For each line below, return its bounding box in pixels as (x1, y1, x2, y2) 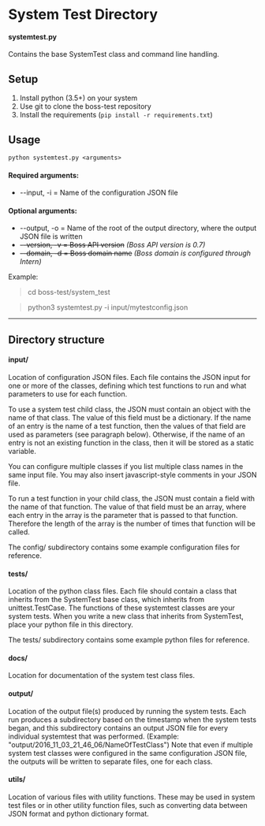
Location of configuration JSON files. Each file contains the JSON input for (8, 373, 251, 382)
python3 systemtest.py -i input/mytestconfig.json (27, 303, 188, 312)
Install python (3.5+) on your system (19, 93, 138, 103)
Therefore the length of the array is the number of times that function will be (8, 519, 256, 529)
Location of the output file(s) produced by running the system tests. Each (8, 706, 247, 716)
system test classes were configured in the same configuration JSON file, (8, 748, 248, 757)
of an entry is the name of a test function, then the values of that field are (8, 422, 246, 431)
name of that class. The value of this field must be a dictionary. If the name (8, 413, 252, 422)
